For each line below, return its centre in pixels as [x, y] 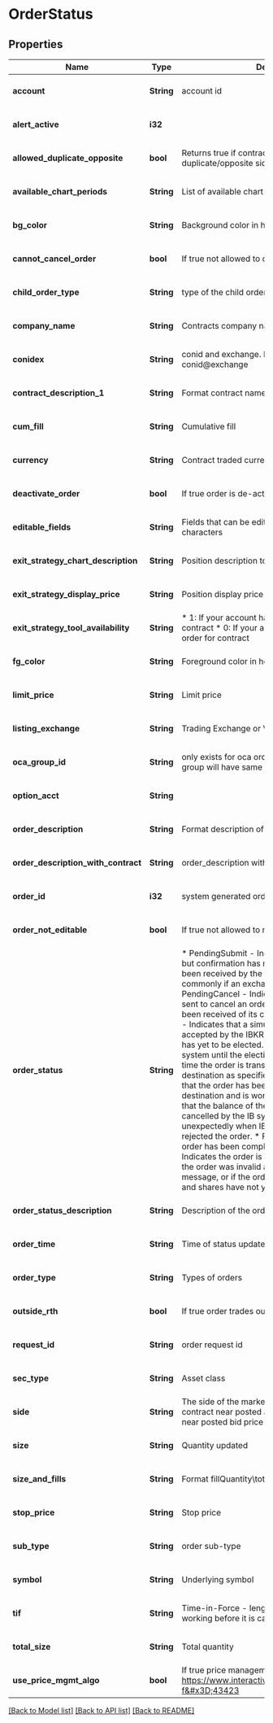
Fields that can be [216, 522]
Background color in [220, 225]
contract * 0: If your [219, 628]
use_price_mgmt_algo [56, 1680]
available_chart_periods [60, 192]
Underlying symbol [218, 1579]
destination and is [215, 1095]
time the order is [213, 1065]
